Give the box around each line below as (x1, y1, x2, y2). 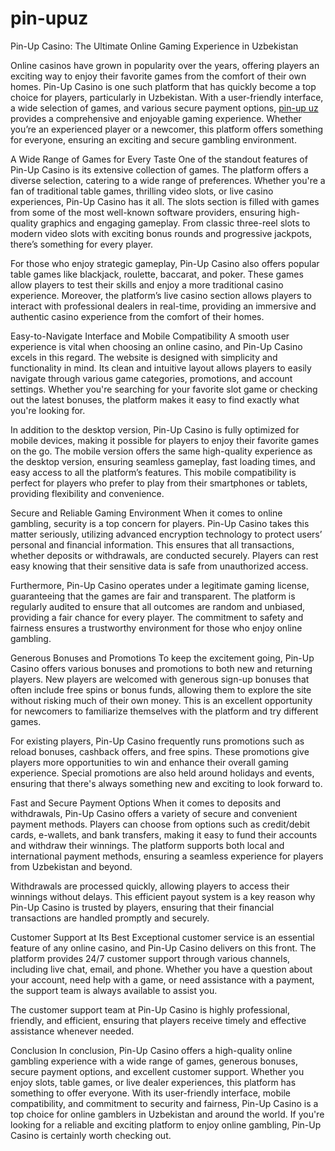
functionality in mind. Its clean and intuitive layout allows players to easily (10, 362, 312, 374)
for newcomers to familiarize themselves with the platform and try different (10, 705, 319, 717)
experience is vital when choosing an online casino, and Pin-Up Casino (10, 340, 303, 352)
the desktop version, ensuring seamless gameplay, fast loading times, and (10, 455, 316, 467)
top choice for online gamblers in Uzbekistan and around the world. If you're (10, 1108, 325, 1120)
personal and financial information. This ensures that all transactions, (10, 538, 295, 551)
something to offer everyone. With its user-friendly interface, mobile (10, 1087, 291, 1099)
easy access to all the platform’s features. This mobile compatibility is (10, 466, 297, 478)
